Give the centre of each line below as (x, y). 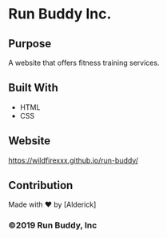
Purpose (30, 44)
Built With (33, 88)
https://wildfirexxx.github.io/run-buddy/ (73, 160)
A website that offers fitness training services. (84, 63)
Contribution (41, 186)
